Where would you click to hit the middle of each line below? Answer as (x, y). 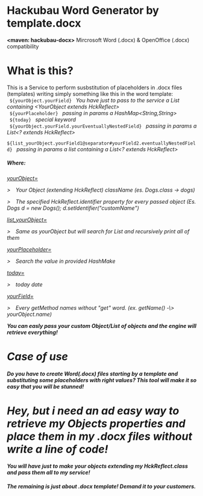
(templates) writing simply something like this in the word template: (90, 93)
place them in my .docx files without (99, 436)
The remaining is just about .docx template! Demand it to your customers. (101, 486)
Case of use (38, 357)
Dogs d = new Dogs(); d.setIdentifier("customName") (73, 208)
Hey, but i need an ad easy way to (93, 411)
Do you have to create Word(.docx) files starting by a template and (92, 374)
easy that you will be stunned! (45, 386)
